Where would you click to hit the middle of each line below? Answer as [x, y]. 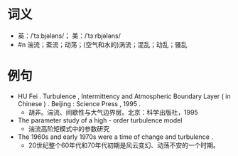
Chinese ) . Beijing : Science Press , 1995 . [79, 103]
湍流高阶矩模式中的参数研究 [69, 128]
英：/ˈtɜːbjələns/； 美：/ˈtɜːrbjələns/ [69, 36]
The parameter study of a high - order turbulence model [100, 120]
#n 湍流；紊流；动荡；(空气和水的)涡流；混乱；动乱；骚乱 [103, 44]
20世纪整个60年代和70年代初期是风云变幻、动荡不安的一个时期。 [124, 145]
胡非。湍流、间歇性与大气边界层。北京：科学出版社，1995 [113, 112]
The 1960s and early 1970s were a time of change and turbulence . [115, 137]
